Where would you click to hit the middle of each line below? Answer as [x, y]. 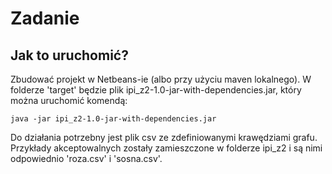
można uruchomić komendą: [69, 100]
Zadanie [45, 18]
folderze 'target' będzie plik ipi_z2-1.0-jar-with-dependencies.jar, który [156, 90]
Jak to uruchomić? [69, 55]
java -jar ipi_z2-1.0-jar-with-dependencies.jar [113, 119]
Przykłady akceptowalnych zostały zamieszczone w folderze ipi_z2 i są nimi [166, 148]
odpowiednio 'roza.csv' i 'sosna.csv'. [86, 158]
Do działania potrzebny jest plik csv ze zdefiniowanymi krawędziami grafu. [164, 137]
